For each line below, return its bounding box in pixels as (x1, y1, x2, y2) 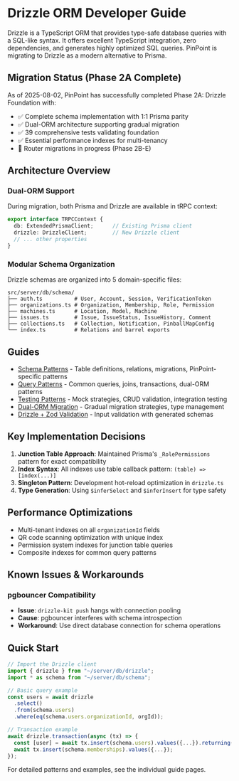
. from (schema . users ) (14, 706, 75, 714)
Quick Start (7, 642, 59, 654)
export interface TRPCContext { (7, 216, 103, 223)
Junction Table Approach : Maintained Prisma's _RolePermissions (17, 450, 211, 458)
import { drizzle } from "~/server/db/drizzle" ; (7, 667, 154, 674)
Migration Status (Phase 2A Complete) (7, 72, 182, 84)
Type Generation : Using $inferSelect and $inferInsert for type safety (17, 486, 226, 494)
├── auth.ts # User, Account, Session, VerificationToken (7, 295, 212, 303)
